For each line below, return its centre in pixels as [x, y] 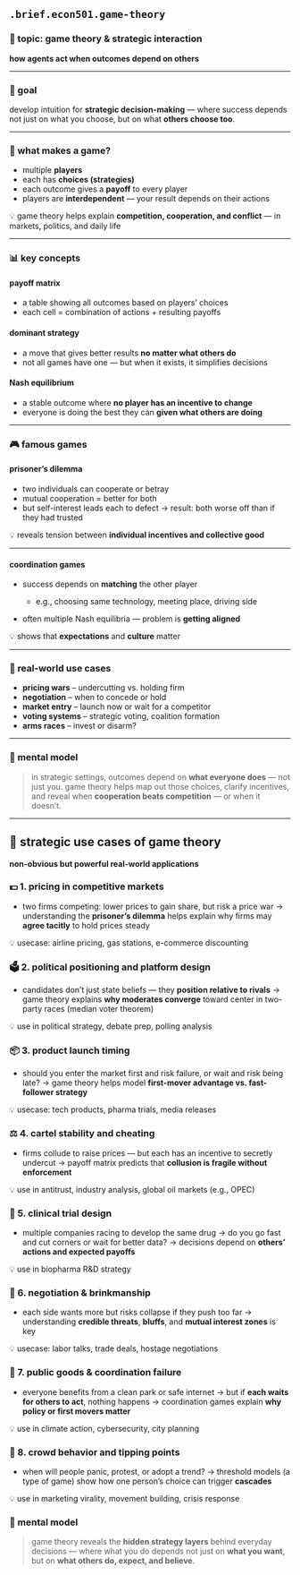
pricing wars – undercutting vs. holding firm [103, 688]
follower [38, 1092]
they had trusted [52, 517]
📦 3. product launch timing [70, 1050]
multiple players [52, 170]
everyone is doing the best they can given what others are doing [142, 412]
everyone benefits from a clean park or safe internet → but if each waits [155, 1391]
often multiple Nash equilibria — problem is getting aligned [131, 619]
